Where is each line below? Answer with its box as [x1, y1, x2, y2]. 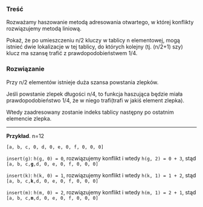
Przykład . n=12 [6, 132, 44, 139]
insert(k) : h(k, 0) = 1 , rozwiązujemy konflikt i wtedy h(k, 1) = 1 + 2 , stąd [6, 171, 196, 179]
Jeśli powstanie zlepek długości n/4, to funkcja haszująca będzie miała [6, 90, 183, 97]
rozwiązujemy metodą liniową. [6, 25, 82, 32]
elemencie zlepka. [6, 114, 52, 122]
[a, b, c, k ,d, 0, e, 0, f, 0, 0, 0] [6, 178, 98, 184]
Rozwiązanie [6, 65, 45, 73]
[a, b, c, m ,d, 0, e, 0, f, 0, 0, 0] [6, 195, 98, 201]
